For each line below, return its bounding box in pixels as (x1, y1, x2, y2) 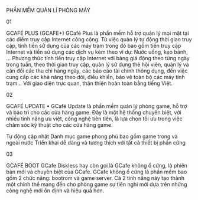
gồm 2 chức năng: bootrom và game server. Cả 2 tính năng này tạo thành (6, 175, 185, 181)
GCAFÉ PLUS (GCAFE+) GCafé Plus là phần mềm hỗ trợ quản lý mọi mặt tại (6, 29, 189, 37)
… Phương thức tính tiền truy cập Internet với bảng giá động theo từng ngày (6, 55, 190, 61)
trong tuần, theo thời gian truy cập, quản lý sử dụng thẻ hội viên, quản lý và (6, 61, 189, 68)
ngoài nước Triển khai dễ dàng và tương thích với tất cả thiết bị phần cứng (6, 139, 186, 146)
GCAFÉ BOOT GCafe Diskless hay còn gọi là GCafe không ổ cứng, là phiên (6, 162, 188, 169)
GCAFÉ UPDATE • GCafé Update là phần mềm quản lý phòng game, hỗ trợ (6, 103, 187, 110)
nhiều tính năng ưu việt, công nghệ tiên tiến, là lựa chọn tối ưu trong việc (6, 115, 183, 122)
